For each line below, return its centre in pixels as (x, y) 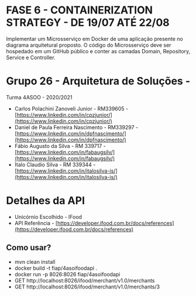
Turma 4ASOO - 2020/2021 (39, 97)
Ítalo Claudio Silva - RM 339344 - (55, 164)
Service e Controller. (31, 57)
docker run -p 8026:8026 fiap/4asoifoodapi (67, 274)
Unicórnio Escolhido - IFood (48, 216)
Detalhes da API (46, 201)
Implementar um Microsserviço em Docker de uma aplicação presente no (94, 39)
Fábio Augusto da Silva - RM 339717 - (60, 146)
